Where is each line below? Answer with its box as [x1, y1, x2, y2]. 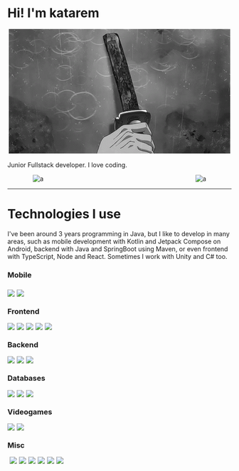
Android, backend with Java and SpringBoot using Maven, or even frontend [7, 244, 228, 253]
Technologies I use [7, 206, 122, 222]
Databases [7, 374, 46, 383]
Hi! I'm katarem [7, 5, 100, 21]
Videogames [7, 407, 53, 417]
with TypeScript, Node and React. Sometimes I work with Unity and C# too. [7, 252, 228, 260]
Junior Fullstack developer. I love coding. [7, 160, 128, 169]
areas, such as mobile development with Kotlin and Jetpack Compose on [7, 237, 221, 245]
